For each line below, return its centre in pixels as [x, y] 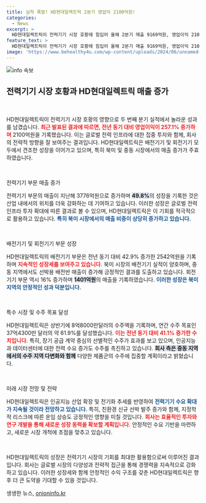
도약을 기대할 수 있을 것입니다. [62, 480]
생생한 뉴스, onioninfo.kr [36, 493]
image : [15, 52]
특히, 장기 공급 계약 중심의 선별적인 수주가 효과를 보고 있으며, [102, 340]
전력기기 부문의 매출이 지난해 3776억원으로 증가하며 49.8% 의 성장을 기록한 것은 [102, 195]
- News [20, 23]
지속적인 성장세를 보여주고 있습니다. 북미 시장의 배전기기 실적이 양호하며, [104, 264]
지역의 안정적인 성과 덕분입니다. [44, 287]
